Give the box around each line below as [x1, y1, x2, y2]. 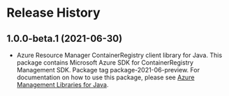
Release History [6, 5, 101, 21]
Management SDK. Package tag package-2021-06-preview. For [16, 66, 200, 74]
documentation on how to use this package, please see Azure [16, 73, 195, 81]
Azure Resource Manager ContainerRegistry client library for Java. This [16, 51, 223, 59]
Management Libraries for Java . [16, 81, 109, 88]
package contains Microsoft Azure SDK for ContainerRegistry [16, 58, 193, 67]
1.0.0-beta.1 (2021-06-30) [6, 33, 123, 45]
